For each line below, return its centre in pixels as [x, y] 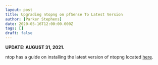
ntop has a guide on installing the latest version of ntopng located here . [79, 57]
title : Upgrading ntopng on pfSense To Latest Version [64, 14]
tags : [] [14, 28]
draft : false [19, 33]
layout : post [19, 10]
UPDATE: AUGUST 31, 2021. [35, 47]
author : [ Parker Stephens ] [34, 19]
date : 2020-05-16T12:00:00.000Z [39, 24]
